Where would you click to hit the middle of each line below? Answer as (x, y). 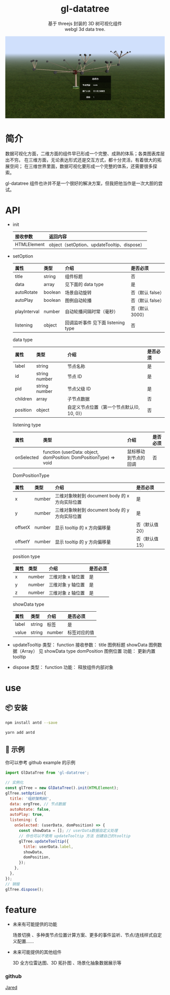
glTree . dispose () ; (25, 889)
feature (21, 910)
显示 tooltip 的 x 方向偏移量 (83, 528)
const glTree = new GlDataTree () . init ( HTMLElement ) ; (62, 788)
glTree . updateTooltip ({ (44, 841)
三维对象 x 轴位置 (67, 577)
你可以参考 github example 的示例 (40, 763)
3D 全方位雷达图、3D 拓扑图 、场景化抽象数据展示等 (67, 963)
